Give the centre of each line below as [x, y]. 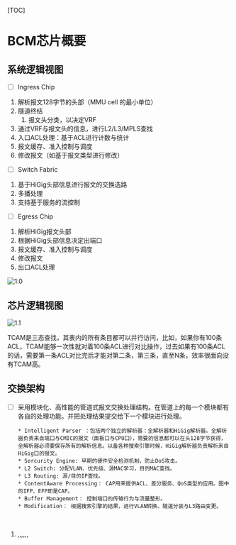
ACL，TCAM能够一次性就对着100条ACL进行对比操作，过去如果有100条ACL [116, 346]
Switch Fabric [38, 170]
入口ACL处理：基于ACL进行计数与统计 [73, 138]
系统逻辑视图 [35, 69]
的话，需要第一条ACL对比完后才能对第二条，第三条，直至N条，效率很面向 [115, 355]
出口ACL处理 [36, 267]
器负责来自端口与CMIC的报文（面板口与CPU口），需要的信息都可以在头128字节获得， [122, 438]
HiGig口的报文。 [39, 453]
